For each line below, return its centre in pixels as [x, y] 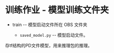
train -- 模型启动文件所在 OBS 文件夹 [50, 25]
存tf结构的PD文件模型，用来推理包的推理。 [49, 45]
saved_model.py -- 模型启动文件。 [54, 35]
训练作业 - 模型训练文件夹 [57, 10]
